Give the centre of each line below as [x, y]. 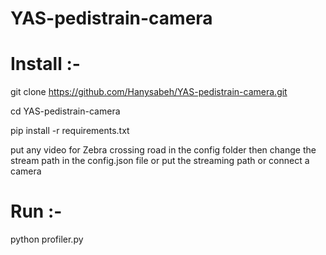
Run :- [36, 211]
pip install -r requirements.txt [70, 131]
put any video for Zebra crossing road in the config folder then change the [163, 150]
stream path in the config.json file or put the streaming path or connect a [160, 161]
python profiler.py [47, 239]
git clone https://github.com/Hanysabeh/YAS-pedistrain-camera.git [149, 92]
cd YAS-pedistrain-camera [65, 111]
